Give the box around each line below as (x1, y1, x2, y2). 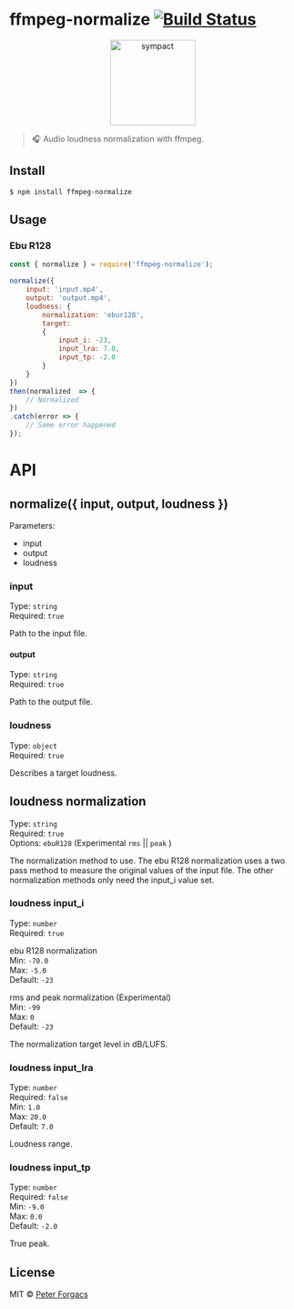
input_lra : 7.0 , (57, 345, 120, 354)
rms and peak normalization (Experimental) (9, 992, 171, 1003)
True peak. (9, 1238, 50, 1249)
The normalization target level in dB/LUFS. (9, 1038, 168, 1049)
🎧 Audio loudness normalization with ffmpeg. (31, 133, 205, 144)
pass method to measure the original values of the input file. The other (9, 864, 274, 875)
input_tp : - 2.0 (57, 353, 117, 362)
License (9, 1264, 56, 1280)
